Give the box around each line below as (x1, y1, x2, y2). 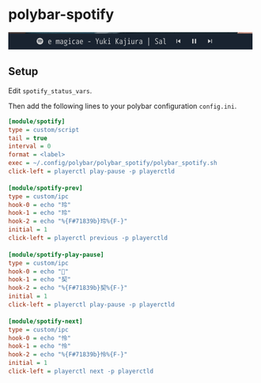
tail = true (8, 134, 47, 142)
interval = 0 (8, 142, 51, 151)
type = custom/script (8, 126, 80, 133)
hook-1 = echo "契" (8, 276, 71, 283)
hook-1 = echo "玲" (8, 209, 71, 217)
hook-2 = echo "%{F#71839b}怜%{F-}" (8, 351, 128, 359)
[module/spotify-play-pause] (8, 250, 104, 258)
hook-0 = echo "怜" (8, 334, 71, 342)
